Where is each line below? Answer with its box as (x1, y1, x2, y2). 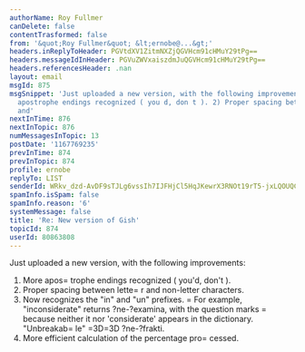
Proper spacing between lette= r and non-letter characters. (22, 285, 245, 296)
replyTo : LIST (9, 173, 64, 182)
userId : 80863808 (9, 232, 75, 241)
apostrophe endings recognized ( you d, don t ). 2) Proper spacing (17, 97, 282, 107)
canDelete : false (9, 22, 75, 31)
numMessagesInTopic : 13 (9, 132, 100, 141)
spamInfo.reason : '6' (9, 199, 92, 209)
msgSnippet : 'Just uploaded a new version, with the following (9, 89, 254, 98)
